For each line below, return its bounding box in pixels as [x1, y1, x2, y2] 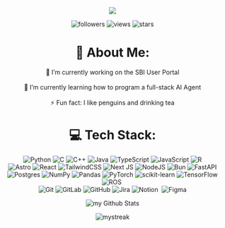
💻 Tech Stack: [69, 127, 156, 143]
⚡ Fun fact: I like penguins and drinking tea [50, 98, 175, 107]
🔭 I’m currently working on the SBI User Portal [45, 68, 180, 76]
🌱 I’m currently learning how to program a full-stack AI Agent [23, 83, 202, 91]
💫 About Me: [75, 44, 150, 61]
